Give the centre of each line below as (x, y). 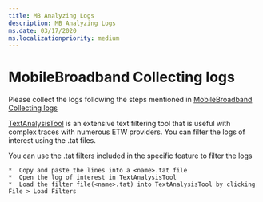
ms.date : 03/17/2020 (43, 30)
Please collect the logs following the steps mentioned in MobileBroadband (130, 100)
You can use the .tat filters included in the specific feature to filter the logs (130, 156)
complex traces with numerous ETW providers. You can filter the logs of (127, 132)
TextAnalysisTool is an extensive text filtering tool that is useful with (120, 124)
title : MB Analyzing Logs (51, 16)
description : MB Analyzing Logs (62, 23)
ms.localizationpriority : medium (64, 38)
